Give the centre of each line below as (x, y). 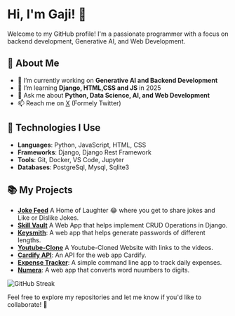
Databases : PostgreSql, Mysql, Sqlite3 (73, 167)
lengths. (29, 240)
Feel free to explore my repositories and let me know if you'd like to (105, 297)
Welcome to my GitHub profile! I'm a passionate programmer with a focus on (118, 34)
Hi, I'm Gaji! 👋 (47, 14)
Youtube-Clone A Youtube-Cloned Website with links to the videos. (115, 248)
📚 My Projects (40, 190)
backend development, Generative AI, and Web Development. (96, 41)
